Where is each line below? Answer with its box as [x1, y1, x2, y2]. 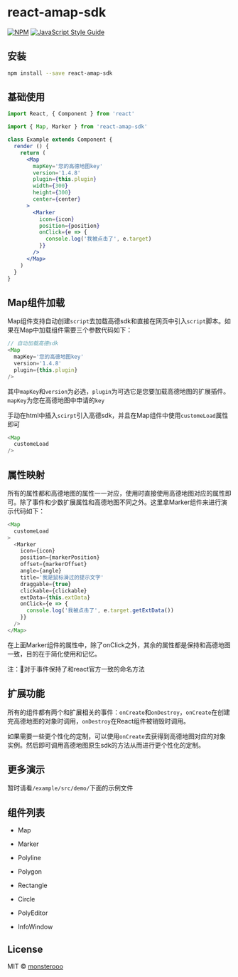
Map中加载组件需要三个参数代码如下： [19, 325, 133, 335]
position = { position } [38, 222, 100, 229]
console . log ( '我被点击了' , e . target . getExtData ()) [26, 607, 174, 615]
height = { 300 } [33, 189, 72, 197]
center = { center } [33, 196, 81, 203]
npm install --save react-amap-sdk [7, 69, 113, 77]
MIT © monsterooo [7, 962, 64, 971]
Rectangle [17, 881, 48, 890]
